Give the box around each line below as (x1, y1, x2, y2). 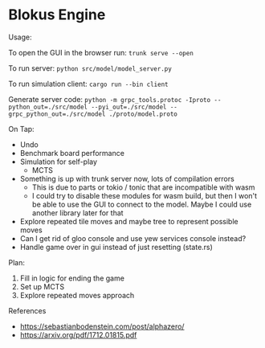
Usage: (8, 32, 32, 42)
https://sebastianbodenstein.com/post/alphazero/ (19, 321, 185, 331)
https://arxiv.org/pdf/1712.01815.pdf (19, 330, 137, 339)
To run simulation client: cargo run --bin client (8, 79, 169, 88)
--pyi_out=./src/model (91, 103, 167, 111)
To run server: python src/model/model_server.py (8, 63, 173, 73)
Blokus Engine (8, 6, 106, 24)
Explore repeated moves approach (19, 290, 135, 300)
